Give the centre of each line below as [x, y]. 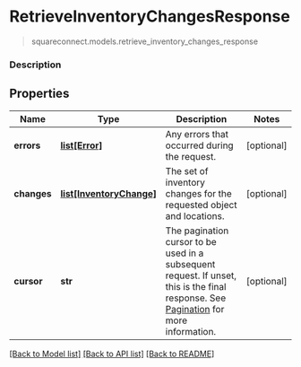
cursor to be [191, 241]
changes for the [199, 193]
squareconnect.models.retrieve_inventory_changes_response [144, 41]
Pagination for [195, 309]
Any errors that [197, 134]
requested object [201, 205]
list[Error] [82, 145]
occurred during [200, 145]
